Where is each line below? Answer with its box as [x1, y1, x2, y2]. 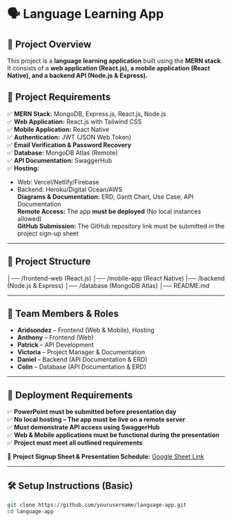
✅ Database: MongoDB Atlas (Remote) [7, 148, 118, 157]
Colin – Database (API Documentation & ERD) [17, 362, 147, 371]
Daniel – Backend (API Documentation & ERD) [17, 356, 148, 364]
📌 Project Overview [7, 38, 92, 50]
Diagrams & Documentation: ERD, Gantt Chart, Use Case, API [17, 192, 194, 201]
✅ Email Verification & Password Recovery [7, 140, 132, 149]
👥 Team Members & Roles [7, 308, 119, 320]
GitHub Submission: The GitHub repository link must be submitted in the [17, 222, 225, 230]
